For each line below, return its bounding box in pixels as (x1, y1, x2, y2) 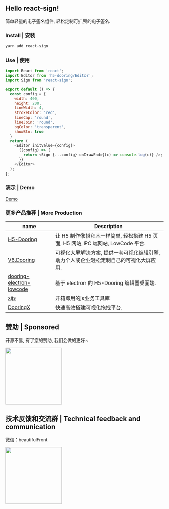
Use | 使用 (5, 56, 30, 64)
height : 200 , (14, 101, 42, 106)
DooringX (8, 304, 30, 311)
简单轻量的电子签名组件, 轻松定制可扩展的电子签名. (5, 18, 111, 24)
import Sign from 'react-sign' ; (5, 78, 73, 83)
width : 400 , (14, 96, 39, 101)
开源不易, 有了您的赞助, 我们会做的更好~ (5, 337, 89, 343)
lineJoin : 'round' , (14, 120, 55, 125)
